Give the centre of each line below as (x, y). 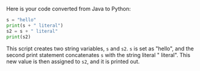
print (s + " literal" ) (35, 25)
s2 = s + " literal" (32, 31)
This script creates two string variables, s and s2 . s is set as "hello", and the (100, 49)
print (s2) (19, 37)
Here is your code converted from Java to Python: (69, 9)
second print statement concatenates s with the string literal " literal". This (98, 55)
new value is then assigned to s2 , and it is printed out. (73, 61)
